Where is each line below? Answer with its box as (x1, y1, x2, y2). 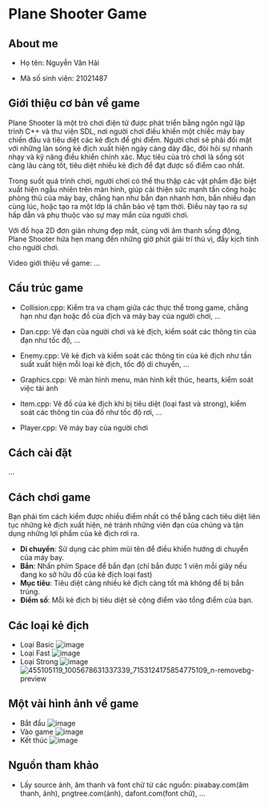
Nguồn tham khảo (8, 759, 99, 772)
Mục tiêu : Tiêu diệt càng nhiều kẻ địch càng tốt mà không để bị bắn (19, 578, 244, 588)
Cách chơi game (8, 490, 91, 504)
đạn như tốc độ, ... (19, 335, 81, 345)
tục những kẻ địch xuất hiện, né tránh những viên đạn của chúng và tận (8, 520, 244, 530)
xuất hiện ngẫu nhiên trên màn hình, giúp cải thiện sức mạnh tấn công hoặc (8, 184, 257, 194)
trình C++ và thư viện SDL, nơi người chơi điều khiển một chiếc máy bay (8, 126, 246, 136)
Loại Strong (19, 657, 58, 667)
